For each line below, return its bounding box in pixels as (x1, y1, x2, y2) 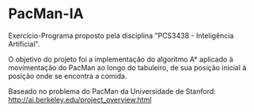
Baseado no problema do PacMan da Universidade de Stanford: (8, 86, 216, 95)
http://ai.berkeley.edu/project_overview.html (8, 95, 152, 104)
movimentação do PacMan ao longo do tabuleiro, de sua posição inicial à (8, 62, 247, 72)
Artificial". (8, 39, 40, 48)
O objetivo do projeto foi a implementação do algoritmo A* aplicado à (8, 54, 233, 64)
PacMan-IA (8, 5, 85, 23)
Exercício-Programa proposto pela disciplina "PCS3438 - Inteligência (8, 31, 234, 40)
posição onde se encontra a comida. (8, 71, 127, 80)
